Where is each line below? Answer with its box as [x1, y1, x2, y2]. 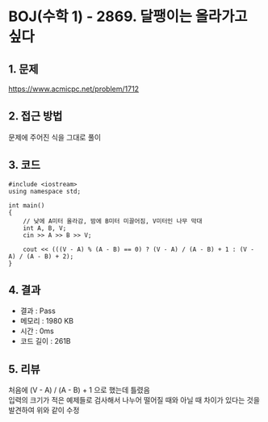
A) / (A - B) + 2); [8, 252, 74, 261]
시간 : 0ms [19, 326, 54, 336]
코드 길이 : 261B [19, 336, 71, 346]
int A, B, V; [23, 224, 67, 232]
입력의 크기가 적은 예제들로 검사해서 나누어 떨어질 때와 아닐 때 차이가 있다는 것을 [8, 395, 261, 405]
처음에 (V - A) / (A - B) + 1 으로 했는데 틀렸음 [8, 385, 151, 395]
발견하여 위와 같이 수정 [8, 405, 80, 416]
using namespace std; [8, 187, 82, 195]
